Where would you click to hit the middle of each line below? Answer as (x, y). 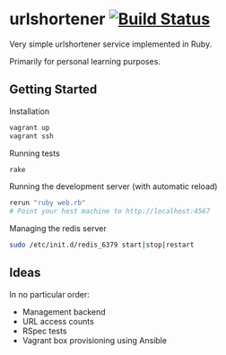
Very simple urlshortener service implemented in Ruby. (111, 44)
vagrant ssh (31, 136)
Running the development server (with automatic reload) (113, 186)
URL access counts (58, 321)
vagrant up (30, 127)
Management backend (64, 312)
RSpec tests (44, 331)
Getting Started (53, 90)
